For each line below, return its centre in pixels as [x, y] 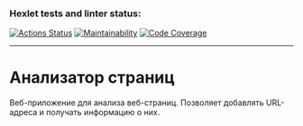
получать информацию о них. [103, 112]
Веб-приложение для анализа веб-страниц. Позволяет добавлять [137, 103]
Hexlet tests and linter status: [75, 13]
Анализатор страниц [92, 78]
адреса [23, 112]
